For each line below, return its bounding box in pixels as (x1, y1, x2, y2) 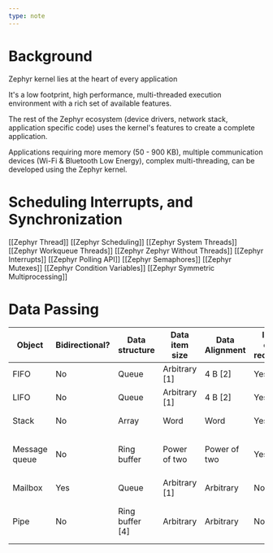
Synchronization (8, 210, 123, 229)
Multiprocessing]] (8, 272, 67, 281)
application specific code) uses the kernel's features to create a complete (8, 123, 255, 133)
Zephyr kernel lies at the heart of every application (8, 74, 178, 84)
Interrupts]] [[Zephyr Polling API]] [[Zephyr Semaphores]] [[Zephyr (8, 254, 232, 264)
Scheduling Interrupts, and (8, 193, 193, 211)
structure (117, 345, 155, 356)
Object (16, 339, 44, 351)
